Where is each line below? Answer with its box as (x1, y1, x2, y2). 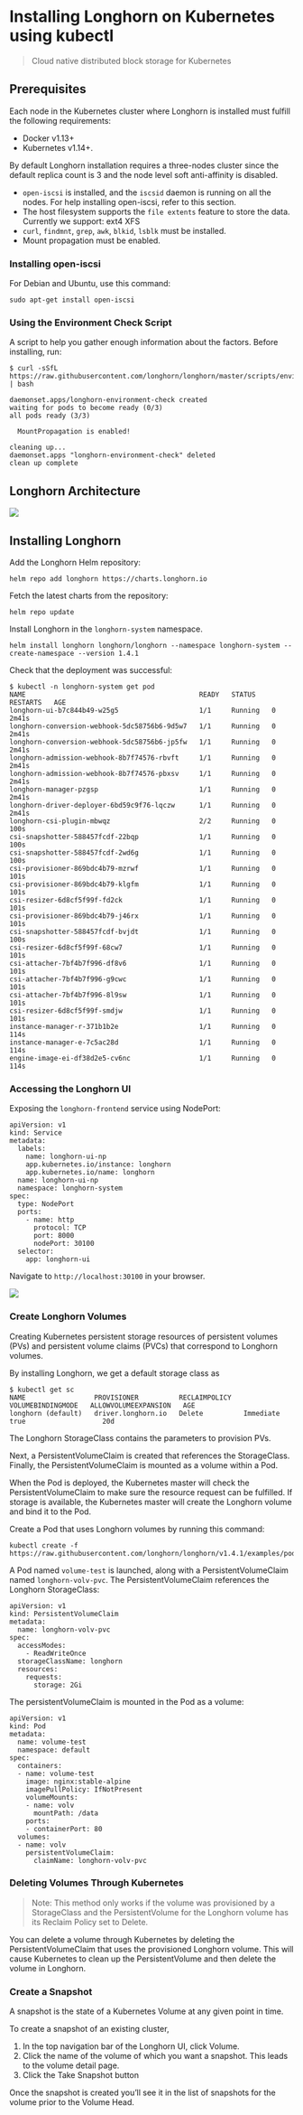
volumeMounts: (25, 1792, 78, 1801)
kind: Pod (9, 1721, 47, 1731)
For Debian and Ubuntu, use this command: (9, 278, 171, 289)
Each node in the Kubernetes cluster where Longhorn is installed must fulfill (9, 106, 291, 117)
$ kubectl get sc (9, 1385, 75, 1394)
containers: (17, 1761, 63, 1770)
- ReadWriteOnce (25, 1649, 87, 1658)
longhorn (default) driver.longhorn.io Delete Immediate (9, 1408, 280, 1418)
